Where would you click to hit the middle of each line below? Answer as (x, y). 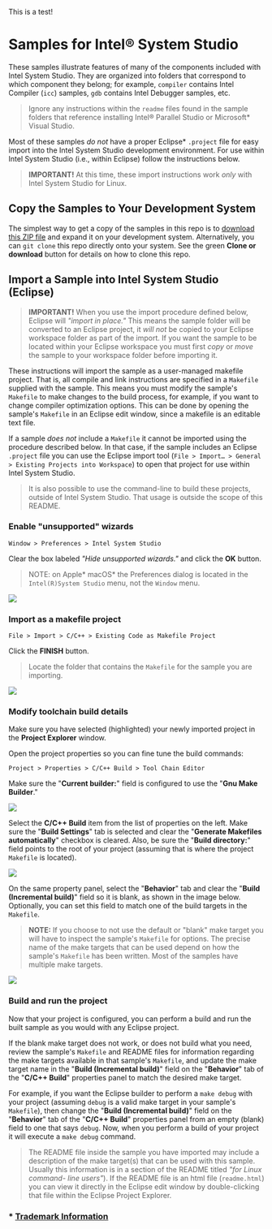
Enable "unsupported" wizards (71, 527)
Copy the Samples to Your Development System (132, 209)
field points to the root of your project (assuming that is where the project (131, 849)
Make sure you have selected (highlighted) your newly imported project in (132, 729)
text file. (22, 422)
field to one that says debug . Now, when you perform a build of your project (134, 1128)
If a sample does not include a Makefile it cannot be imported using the (128, 438)
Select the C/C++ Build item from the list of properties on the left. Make (128, 823)
